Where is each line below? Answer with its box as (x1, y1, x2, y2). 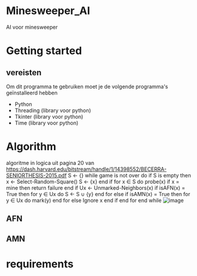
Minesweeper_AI (6, 4, 91, 18)
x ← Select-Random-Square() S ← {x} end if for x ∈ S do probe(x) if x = (6, 178, 180, 185)
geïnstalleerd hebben (6, 89, 58, 96)
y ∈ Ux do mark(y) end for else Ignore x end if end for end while (6, 197, 162, 204)
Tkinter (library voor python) (14, 113, 84, 120)
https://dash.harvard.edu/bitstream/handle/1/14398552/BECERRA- (6, 166, 167, 173)
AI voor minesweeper (6, 23, 58, 31)
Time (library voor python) (14, 119, 79, 126)
